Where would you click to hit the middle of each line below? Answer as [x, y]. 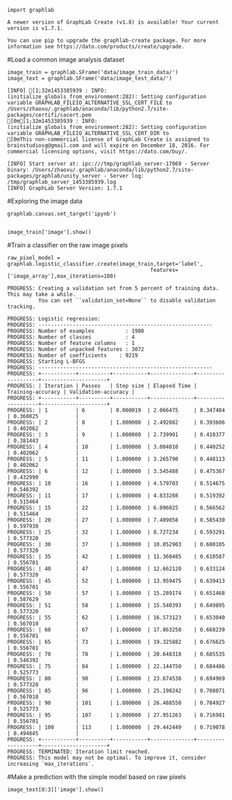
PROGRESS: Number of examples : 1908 [76, 331]
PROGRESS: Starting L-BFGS [46, 362]
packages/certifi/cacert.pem [49, 115]
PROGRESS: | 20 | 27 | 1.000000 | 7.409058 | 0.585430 [116, 520]
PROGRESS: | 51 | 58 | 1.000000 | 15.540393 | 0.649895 [116, 606]
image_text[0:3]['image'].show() [56, 790]
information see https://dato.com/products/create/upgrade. [96, 47]
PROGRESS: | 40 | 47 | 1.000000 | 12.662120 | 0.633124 [116, 569]
